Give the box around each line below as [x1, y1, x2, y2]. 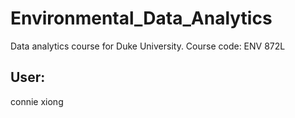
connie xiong [10, 95, 64, 107]
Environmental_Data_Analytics [10, 7, 273, 30]
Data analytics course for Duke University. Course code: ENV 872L [10, 40, 286, 52]
